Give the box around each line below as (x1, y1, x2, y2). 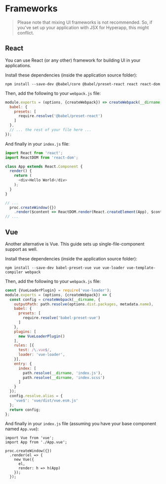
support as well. (5, 246, 38, 252)
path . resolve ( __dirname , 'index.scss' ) (23, 375, 105, 380)
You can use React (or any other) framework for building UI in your (5, 57, 141, 63)
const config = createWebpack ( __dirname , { (9, 297, 100, 302)
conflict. (17, 30, 35, 36)
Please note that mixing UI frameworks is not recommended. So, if (17, 19, 153, 25)
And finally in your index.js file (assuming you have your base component (5, 421, 157, 427)
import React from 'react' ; (5, 150, 63, 156)
